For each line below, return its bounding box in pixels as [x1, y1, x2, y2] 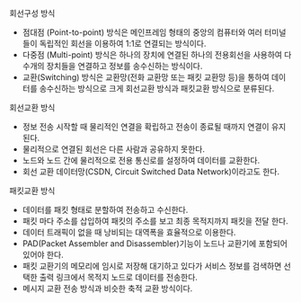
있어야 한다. [22, 250, 65, 260]
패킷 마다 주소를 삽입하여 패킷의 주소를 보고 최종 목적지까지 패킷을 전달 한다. [22, 216, 289, 226]
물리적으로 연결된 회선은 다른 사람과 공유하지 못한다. [22, 144, 205, 155]
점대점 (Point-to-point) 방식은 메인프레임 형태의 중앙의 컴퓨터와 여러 [22, 27, 262, 38]
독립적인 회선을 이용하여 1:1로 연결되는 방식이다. [39, 39, 207, 49]
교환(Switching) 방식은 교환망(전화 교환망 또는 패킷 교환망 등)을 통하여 [22, 72, 270, 83]
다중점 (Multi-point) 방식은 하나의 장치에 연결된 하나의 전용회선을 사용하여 [22, 49, 283, 60]
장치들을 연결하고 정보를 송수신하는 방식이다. [46, 61, 203, 71]
